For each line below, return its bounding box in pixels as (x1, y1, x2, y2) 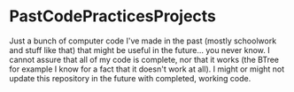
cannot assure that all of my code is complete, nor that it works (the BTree (9, 54, 279, 65)
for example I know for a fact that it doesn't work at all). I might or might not (9, 64, 285, 74)
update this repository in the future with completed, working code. (9, 73, 251, 83)
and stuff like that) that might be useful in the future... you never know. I (9, 44, 270, 55)
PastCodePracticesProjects (9, 6, 217, 27)
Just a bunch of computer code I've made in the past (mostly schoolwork (9, 35, 277, 46)
